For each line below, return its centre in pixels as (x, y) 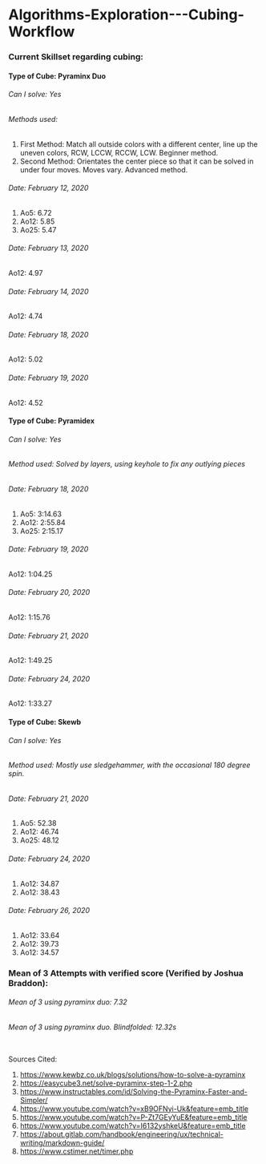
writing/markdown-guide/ (62, 1142)
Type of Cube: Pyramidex (51, 421)
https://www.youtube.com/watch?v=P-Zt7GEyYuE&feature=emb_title (133, 1117)
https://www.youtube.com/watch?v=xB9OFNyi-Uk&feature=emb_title (134, 1109)
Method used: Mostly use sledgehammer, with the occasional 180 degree (129, 765)
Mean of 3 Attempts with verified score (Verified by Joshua (126, 973)
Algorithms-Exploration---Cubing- (126, 15)
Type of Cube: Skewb (45, 721)
